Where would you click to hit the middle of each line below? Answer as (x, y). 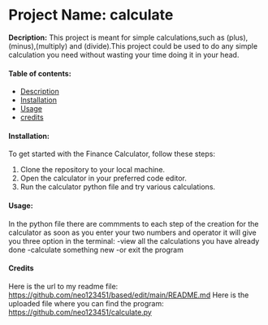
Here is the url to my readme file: (63, 286)
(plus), (237, 37)
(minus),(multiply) (38, 45)
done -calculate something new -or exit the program (96, 249)
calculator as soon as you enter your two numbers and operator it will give (133, 232)
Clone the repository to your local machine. (92, 170)
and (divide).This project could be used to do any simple (163, 45)
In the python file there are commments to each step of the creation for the (134, 223)
